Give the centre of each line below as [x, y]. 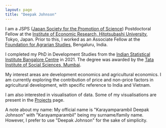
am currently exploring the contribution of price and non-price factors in [79, 80]
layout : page [19, 10]
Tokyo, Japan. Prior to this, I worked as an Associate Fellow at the [73, 39]
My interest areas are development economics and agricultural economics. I [83, 74]
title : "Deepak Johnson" [31, 14]
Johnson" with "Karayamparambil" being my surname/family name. [74, 115]
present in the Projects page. [35, 100]
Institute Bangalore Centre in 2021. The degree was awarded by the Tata [80, 59]
